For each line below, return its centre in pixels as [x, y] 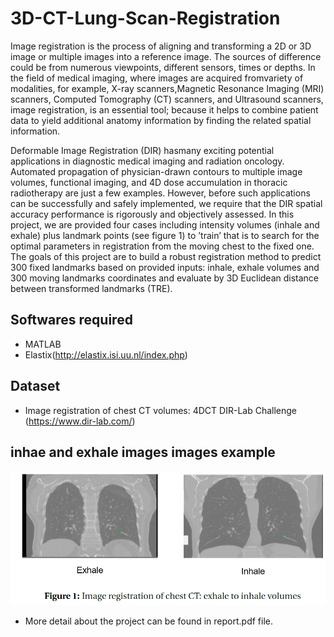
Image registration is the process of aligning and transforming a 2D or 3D [161, 46]
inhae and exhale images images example [143, 452]
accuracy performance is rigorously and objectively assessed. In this [152, 214]
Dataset [35, 386]
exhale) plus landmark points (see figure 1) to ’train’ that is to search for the [165, 235]
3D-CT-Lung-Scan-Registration [145, 18]
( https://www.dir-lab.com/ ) [80, 421]
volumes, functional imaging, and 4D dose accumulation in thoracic [149, 182]
